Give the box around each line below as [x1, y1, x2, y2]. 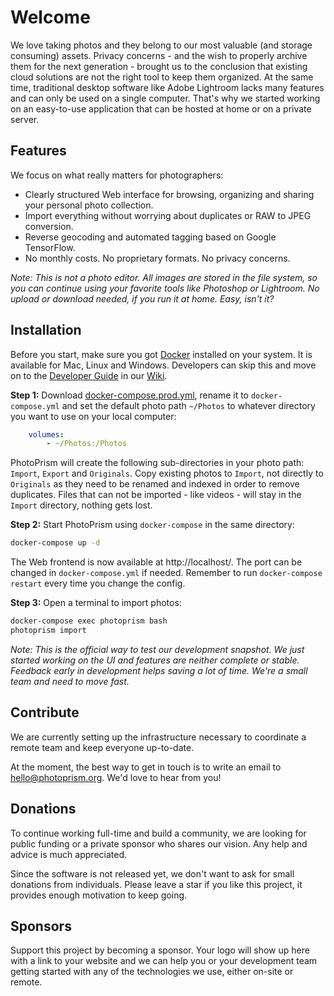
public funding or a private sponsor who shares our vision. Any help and [10, 837, 308, 850]
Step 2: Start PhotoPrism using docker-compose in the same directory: [10, 519, 295, 531]
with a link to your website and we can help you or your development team [10, 955, 318, 967]
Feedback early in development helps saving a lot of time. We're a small [10, 664, 308, 676]
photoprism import [10, 626, 87, 636]
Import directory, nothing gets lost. [10, 499, 153, 511]
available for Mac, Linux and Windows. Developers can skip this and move [10, 359, 317, 371]
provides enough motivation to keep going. [10, 889, 188, 901]
